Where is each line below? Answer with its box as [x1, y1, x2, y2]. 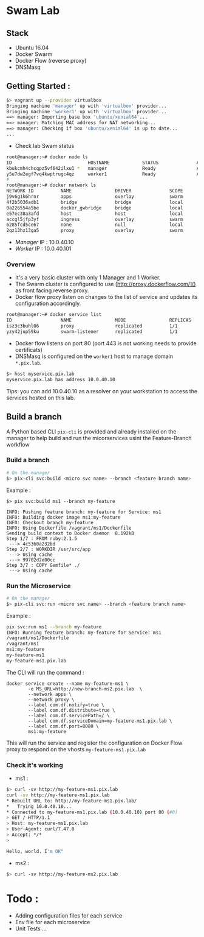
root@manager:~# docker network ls [6, 182, 97, 189]
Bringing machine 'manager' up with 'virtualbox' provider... [6, 103, 167, 109]
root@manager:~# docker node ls [6, 153, 88, 160]
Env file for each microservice [15, 918, 90, 925]
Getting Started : [6, 81, 71, 91]
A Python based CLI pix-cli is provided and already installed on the [6, 427, 177, 435]
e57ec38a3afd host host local [6, 211, 183, 217]
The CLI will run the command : [6, 669, 85, 676]
